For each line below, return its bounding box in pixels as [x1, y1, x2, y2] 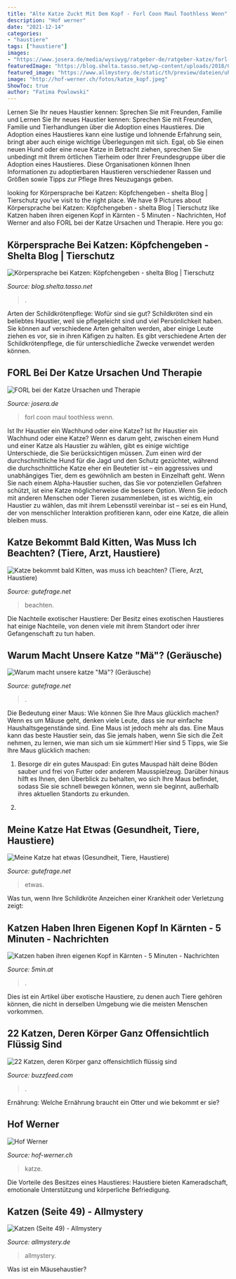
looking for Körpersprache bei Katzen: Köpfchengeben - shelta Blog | [7, 189, 208, 197]
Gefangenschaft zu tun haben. [7, 629, 96, 638]
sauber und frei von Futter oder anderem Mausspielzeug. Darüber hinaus [17, 767, 229, 776]
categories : [7, 29, 42, 37]
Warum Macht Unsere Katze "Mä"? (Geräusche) [7, 649, 223, 661]
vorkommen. [7, 1007, 44, 1016]
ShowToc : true [7, 82, 49, 89]
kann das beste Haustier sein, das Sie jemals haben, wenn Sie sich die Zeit [7, 731, 223, 740]
